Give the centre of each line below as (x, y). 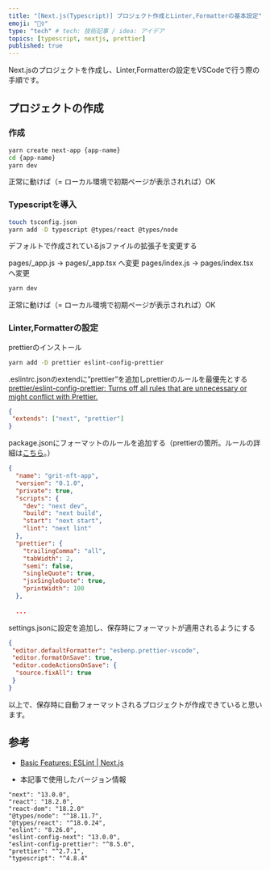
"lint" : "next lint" (57, 529)
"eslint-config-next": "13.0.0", (64, 837)
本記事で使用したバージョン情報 (73, 779)
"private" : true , (45, 491)
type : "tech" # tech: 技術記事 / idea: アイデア (87, 31)
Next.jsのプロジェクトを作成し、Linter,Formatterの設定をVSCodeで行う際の (134, 70)
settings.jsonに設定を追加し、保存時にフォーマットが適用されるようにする (132, 627)
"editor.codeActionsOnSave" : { (64, 665)
